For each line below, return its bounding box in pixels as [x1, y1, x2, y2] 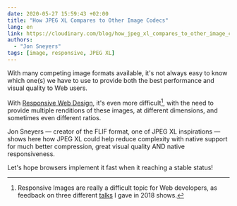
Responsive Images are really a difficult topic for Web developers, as [17, 184, 217, 192]
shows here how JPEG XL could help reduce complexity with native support [7, 134, 228, 143]
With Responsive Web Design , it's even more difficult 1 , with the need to [7, 97, 214, 107]
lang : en [7, 23, 33, 30]
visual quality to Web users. [7, 84, 88, 92]
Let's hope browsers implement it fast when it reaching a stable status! [7, 163, 214, 172]
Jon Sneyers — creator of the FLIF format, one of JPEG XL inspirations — [7, 127, 221, 136]
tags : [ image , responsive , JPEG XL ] [7, 50, 115, 57]
